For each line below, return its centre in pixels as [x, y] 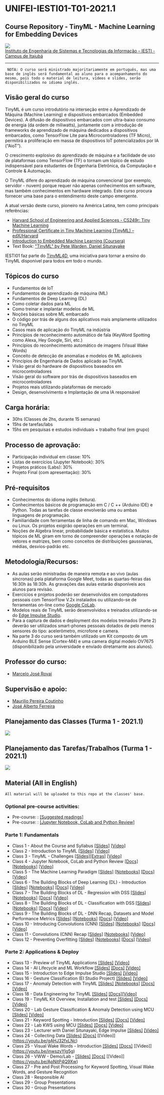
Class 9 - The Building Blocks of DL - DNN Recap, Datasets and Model [83, 913]
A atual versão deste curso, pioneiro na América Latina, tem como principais [82, 205]
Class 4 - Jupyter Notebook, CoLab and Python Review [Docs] [75, 861]
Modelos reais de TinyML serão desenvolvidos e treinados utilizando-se [85, 610]
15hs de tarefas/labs [32, 425]
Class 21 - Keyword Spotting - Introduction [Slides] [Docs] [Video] [78, 1020]
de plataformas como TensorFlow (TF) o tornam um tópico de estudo [75, 160]
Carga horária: [28, 408]
